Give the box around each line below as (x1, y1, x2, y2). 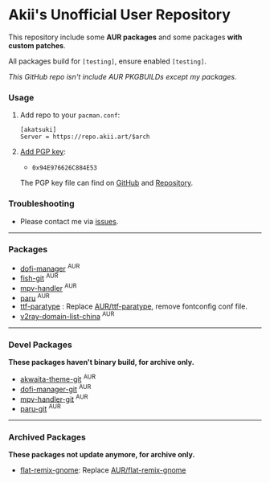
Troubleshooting (8, 199, 75, 210)
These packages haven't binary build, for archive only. (8, 358, 194, 367)
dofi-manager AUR (19, 262, 80, 273)
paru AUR (19, 292, 50, 303)
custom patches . (8, 40, 66, 50)
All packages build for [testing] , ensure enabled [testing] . (8, 56, 207, 66)
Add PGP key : (19, 147, 66, 157)
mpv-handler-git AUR (19, 392, 88, 403)
